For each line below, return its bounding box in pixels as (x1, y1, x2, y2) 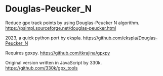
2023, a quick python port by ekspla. (5, 35, 82, 41)
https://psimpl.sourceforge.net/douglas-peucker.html (5, 25, 116, 31)
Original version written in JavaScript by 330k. (5, 59, 102, 65)
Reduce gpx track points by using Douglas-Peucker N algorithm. (5, 20, 140, 26)
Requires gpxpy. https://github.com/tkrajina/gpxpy (5, 50, 110, 56)
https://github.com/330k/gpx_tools (5, 65, 78, 71)
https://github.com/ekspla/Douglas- (83, 35, 158, 41)
